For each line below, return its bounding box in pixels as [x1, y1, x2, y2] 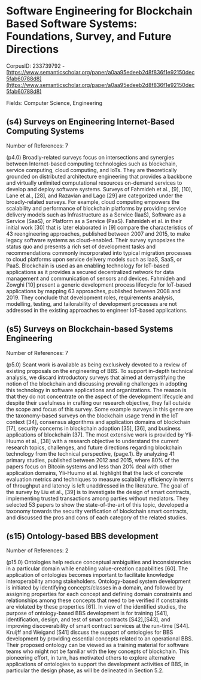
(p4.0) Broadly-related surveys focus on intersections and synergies [6, 154, 175, 161]
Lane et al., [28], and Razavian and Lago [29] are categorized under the [6, 192, 183, 199]
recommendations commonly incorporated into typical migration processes [6, 249, 192, 256]
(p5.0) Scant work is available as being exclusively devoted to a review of [6, 361, 187, 368]
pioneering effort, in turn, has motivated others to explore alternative [6, 654, 175, 661]
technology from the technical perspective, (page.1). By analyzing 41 [6, 450, 175, 457]
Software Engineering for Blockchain [6, 4, 193, 18]
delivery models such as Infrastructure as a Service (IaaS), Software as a [6, 211, 186, 218]
